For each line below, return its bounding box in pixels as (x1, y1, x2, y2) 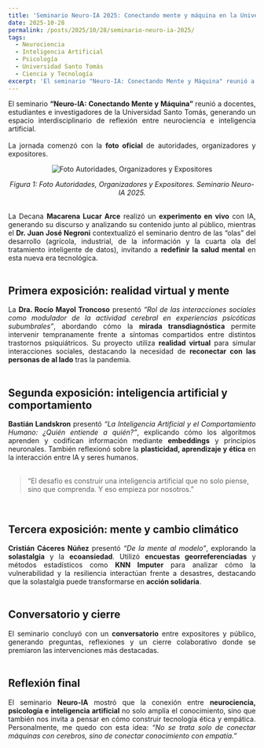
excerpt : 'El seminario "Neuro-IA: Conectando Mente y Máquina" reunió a (8, 77, 255, 85)
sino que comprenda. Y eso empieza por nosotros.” (27, 485, 194, 494)
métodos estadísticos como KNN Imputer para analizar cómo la (8, 559, 256, 570)
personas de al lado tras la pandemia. (8, 355, 131, 365)
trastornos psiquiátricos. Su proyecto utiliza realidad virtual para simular (8, 339, 257, 348)
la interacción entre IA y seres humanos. (8, 453, 139, 462)
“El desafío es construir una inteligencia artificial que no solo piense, (27, 476, 249, 486)
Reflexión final (8, 676, 81, 690)
